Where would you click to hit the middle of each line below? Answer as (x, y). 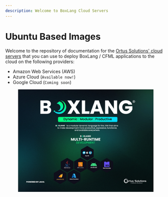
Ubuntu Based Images (53, 36)
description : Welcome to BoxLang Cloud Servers (57, 11)
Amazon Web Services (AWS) (44, 71)
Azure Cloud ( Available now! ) (44, 77)
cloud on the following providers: (40, 62)
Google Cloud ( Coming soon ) (42, 82)
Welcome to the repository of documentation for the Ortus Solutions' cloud (84, 50)
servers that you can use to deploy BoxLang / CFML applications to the (80, 56)
